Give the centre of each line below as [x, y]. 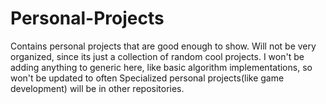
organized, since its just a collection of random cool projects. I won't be [157, 56]
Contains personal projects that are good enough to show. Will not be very [163, 46]
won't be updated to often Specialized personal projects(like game [147, 78]
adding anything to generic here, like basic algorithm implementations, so [161, 67]
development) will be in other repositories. [97, 88]
